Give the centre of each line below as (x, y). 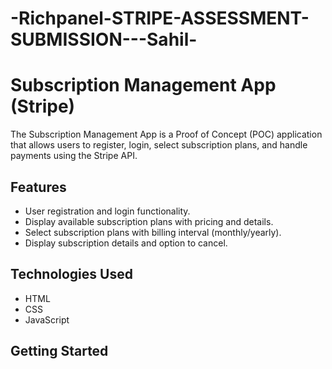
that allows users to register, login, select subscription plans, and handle (159, 145)
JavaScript (47, 319)
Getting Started (59, 351)
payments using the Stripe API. (74, 156)
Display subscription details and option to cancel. (126, 243)
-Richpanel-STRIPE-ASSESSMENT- (160, 18)
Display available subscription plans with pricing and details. (149, 221)
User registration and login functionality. (107, 211)
